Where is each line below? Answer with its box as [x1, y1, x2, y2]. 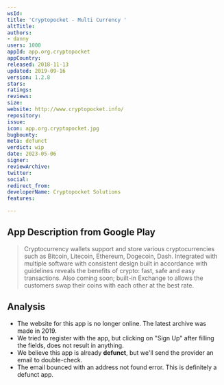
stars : [7, 80, 26, 87]
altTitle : [7, 23, 36, 30]
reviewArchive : [7, 163, 51, 170]
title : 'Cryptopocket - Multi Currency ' [7, 16, 127, 23]
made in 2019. [16, 327, 57, 335]
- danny [7, 36, 29, 43]
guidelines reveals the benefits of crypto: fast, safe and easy [23, 266, 195, 275]
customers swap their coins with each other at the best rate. [23, 281, 194, 289]
